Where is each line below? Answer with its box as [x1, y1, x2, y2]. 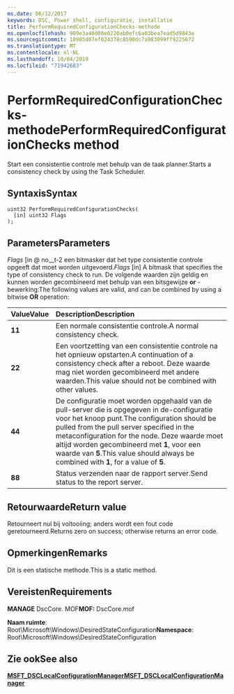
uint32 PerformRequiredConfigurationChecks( [7, 206, 139, 213]
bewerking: [7, 286, 40, 294]
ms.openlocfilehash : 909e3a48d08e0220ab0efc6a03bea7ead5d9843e [7, 29, 195, 37]
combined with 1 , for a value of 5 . [55, 457, 166, 467]
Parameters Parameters [7, 237, 110, 249]
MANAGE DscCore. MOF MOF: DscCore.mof [7, 605, 134, 613]
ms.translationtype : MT [7, 43, 77, 50]
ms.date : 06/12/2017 [7, 10, 68, 17]
